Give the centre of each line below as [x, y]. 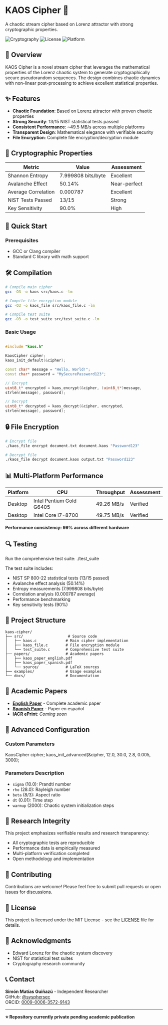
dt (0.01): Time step [33, 800]
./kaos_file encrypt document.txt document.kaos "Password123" [72, 446]
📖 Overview [23, 55]
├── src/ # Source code [51, 636]
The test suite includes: [29, 568]
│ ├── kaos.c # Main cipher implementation [67, 641]
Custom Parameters [30, 744]
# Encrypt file [21, 441]
